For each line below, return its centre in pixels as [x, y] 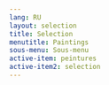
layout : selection [43, 26]
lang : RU [25, 17]
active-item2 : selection [55, 67]
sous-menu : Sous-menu [49, 50]
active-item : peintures [53, 58]
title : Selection [41, 34]
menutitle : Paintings [49, 42]
